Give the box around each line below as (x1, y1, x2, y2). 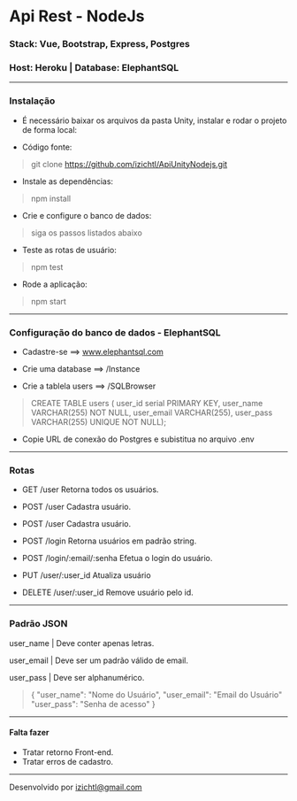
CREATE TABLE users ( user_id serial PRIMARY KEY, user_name (30, 398, 263, 408)
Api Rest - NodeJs (9, 6, 145, 27)
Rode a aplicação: (21, 279, 88, 289)
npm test (30, 261, 64, 272)
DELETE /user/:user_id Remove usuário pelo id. (21, 587, 194, 598)
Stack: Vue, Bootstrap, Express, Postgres (9, 38, 190, 50)
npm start (30, 296, 66, 306)
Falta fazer (9, 728, 49, 738)
